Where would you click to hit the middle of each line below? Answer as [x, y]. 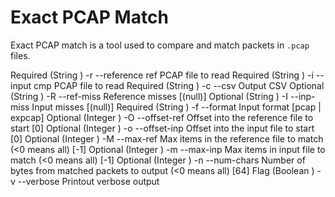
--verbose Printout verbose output [88, 181]
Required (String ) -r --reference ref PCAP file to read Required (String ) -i [162, 75]
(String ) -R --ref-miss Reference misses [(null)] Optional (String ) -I [149, 96]
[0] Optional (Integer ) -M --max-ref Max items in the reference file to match [167, 138]
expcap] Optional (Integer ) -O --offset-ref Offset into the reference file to [162, 117]
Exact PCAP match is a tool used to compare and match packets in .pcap [160, 45]
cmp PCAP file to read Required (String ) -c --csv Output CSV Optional [179, 85]
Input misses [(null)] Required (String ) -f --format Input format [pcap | [176, 107]
